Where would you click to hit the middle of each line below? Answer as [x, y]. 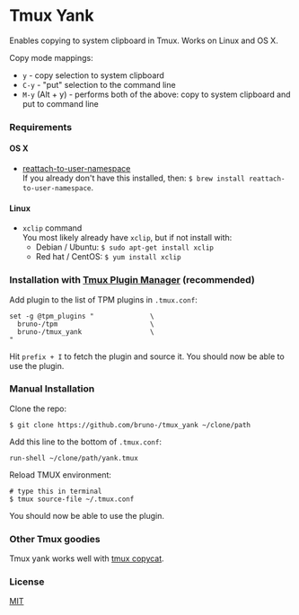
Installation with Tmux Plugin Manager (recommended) [132, 280]
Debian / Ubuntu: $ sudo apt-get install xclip [124, 247]
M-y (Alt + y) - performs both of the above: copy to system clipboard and [156, 94]
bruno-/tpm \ [86, 324]
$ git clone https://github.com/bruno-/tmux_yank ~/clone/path [130, 425]
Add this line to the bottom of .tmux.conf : [85, 442]
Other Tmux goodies [55, 539]
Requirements [41, 127]
